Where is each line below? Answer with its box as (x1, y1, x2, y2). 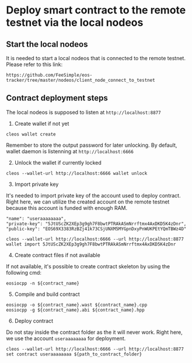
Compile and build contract (14, 291, 80, 298)
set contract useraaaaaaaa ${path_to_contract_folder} (6, 351, 142, 357)
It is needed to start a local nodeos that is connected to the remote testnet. (6, 55, 186, 61)
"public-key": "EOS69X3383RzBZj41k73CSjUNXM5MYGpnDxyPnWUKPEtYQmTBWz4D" (6, 226, 187, 231)
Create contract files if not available (14, 251, 100, 258)
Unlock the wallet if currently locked (14, 159, 102, 166)
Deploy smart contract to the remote (6, 4, 186, 17)
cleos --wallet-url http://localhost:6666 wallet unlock (6, 170, 148, 176)
